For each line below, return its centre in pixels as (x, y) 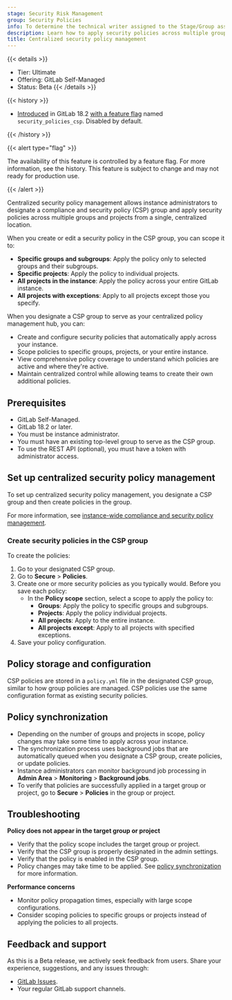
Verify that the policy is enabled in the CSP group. (88, 859)
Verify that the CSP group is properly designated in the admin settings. (118, 851)
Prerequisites (37, 403)
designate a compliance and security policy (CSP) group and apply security (115, 210)
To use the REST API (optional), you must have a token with (101, 449)
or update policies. (43, 763)
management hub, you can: (46, 324)
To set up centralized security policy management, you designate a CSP (110, 494)
